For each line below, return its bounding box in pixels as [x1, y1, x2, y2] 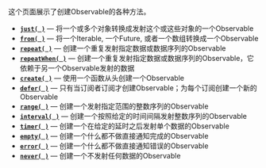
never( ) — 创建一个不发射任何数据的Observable [19, 151, 181, 160]
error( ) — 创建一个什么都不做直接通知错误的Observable [19, 141, 209, 151]
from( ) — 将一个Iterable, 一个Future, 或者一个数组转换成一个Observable [19, 34, 259, 43]
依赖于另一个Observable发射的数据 [19, 63, 135, 73]
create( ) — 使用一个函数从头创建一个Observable [19, 74, 185, 82]
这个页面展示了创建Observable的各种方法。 [8, 7, 151, 16]
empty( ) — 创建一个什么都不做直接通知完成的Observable [19, 132, 209, 140]
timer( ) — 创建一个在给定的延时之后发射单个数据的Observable [19, 121, 230, 131]
